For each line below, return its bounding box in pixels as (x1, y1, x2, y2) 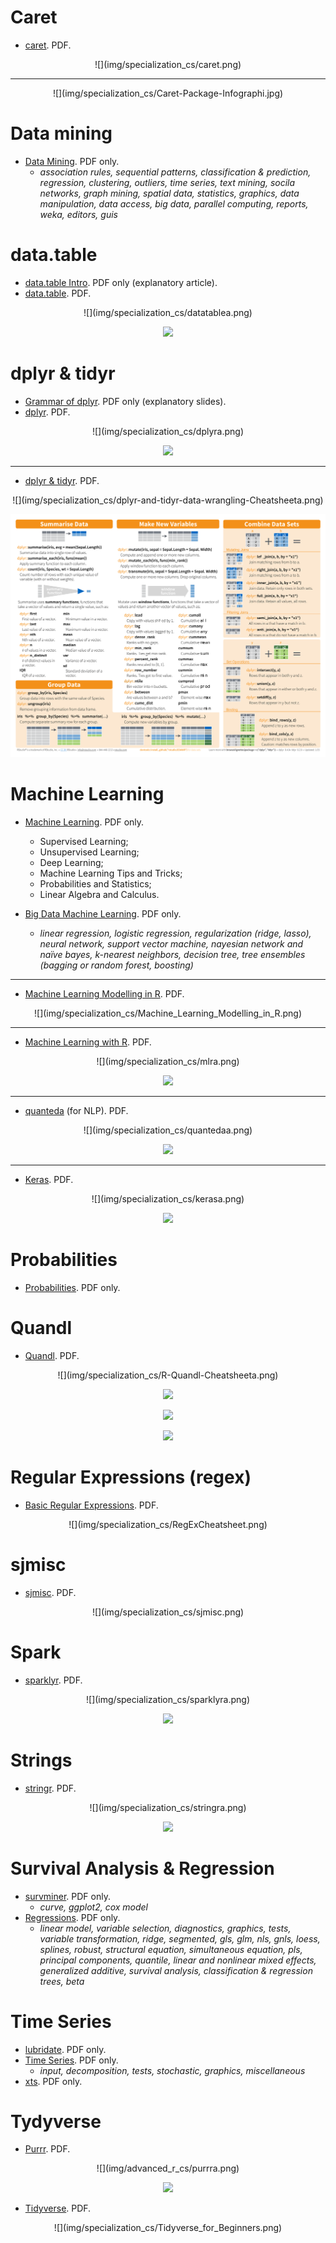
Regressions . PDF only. (24, 1911, 121, 1923)
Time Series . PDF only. (24, 2054, 119, 2066)
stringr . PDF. (24, 1782, 77, 1794)
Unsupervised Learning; (39, 846, 140, 858)
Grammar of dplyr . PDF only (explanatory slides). (24, 395, 227, 407)
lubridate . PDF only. (24, 2043, 107, 2055)
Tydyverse (10, 2110, 102, 2133)
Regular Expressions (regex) (10, 1466, 252, 1489)
